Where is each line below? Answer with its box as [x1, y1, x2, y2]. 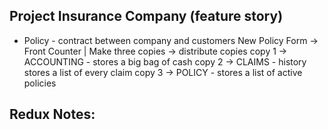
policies [23, 77, 57, 89]
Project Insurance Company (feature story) [9, 8, 284, 25]
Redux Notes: [9, 106, 96, 123]
